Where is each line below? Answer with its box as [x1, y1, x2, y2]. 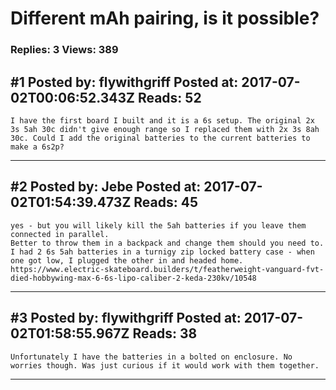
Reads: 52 [137, 89, 202, 106]
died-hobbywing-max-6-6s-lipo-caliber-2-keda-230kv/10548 [10, 273, 257, 283]
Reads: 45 [133, 194, 199, 211]
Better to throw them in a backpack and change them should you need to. [10, 238, 325, 248]
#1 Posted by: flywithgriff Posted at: [10, 73, 239, 91]
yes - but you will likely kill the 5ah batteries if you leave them [10, 220, 307, 231]
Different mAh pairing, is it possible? [10, 7, 320, 30]
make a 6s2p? [10, 142, 65, 152]
